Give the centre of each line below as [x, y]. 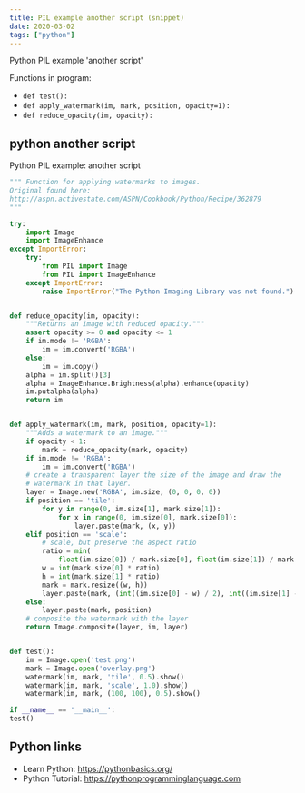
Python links [45, 747]
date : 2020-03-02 [42, 26]
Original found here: [50, 191]
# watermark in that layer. [79, 484]
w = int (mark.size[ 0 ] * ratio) [101, 569]
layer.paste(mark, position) [97, 610]
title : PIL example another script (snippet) [97, 18]
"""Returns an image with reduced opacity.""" [115, 324]
